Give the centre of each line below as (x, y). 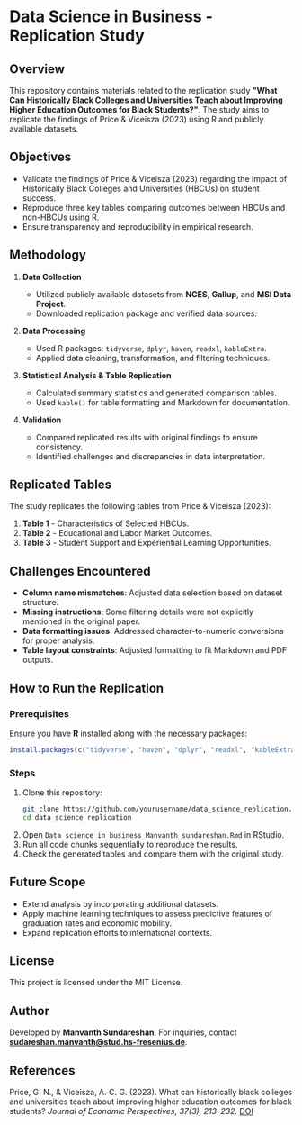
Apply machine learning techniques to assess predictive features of (147, 913)
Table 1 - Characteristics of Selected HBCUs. (106, 523)
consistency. (59, 447)
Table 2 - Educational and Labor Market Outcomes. (117, 533)
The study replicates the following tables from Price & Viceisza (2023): (140, 506)
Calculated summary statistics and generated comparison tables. (156, 393)
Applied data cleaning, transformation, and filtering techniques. (153, 358)
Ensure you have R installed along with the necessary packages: (129, 733)
